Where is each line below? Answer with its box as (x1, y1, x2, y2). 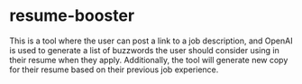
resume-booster (9, 5, 135, 26)
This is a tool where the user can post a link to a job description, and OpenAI (9, 35, 293, 46)
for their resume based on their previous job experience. (9, 64, 219, 75)
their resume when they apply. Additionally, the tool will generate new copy (9, 54, 288, 65)
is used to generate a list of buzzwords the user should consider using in (9, 44, 279, 55)
